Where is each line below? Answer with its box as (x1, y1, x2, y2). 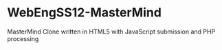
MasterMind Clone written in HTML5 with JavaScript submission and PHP (7, 27, 216, 36)
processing (7, 34, 39, 42)
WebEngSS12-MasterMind (7, 5, 162, 21)
